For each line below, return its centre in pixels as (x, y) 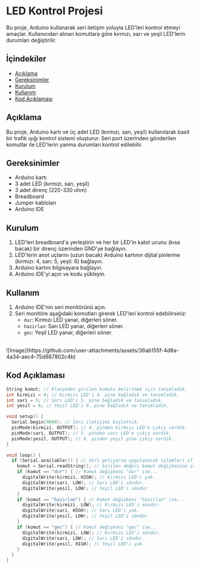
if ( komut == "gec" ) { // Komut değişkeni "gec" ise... (88, 527)
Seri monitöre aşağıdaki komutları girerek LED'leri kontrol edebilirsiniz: (101, 313)
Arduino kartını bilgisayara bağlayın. (59, 268)
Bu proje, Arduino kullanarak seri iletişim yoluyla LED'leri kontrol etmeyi (93, 27)
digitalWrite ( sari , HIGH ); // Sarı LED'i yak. (81, 511)
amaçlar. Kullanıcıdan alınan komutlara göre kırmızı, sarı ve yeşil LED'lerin (96, 33)
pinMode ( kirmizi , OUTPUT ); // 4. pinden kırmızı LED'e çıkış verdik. (99, 428)
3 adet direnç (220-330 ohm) (51, 190)
